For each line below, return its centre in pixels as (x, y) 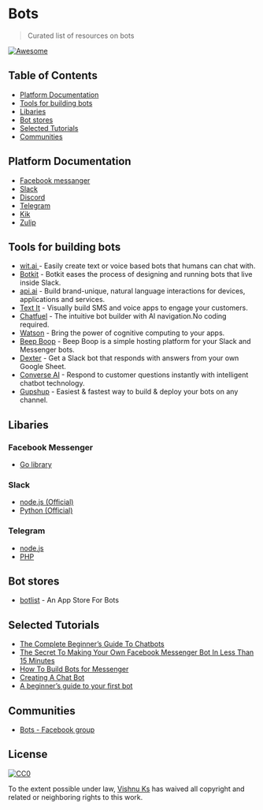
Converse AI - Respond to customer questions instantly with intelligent (134, 375)
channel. (34, 400)
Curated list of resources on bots (81, 35)
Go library (36, 465)
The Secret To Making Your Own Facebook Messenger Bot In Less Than (137, 652)
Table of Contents (53, 76)
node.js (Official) (46, 502)
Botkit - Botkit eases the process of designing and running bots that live (136, 274)
